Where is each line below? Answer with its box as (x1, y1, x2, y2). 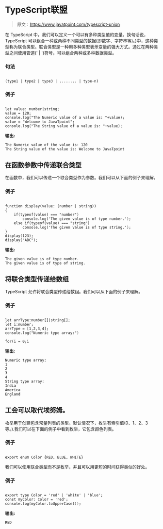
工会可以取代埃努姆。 (5, 406, 69, 414)
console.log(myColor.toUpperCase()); (5, 501, 81, 506)
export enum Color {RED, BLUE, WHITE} (5, 455, 83, 460)
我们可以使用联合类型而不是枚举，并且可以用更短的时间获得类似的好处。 (5, 464, 149, 470)
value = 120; (5, 111, 32, 116)
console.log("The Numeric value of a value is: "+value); (5, 115, 125, 120)
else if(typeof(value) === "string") (14, 220, 90, 226)
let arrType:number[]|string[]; (5, 317, 70, 323)
